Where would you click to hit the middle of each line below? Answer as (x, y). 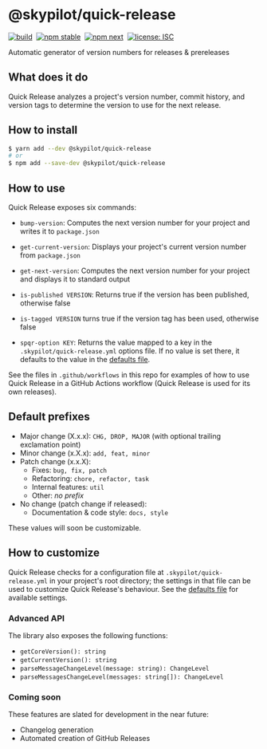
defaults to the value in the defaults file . (85, 359)
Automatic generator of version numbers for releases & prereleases (119, 52)
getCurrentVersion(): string (68, 660)
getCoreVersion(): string (63, 652)
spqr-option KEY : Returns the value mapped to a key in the (116, 342)
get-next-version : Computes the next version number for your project (135, 270)
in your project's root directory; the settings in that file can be (150, 581)
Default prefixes (49, 417)
